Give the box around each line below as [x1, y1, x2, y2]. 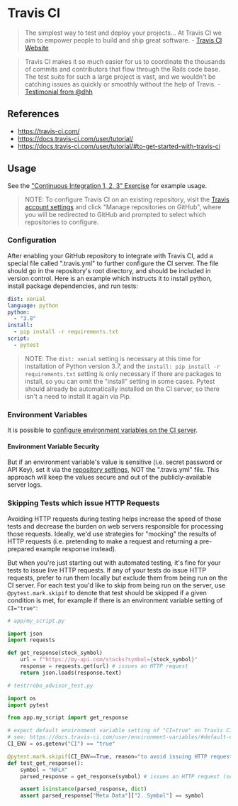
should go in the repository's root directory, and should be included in [7, 266, 211, 275]
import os [7, 695, 37, 702]
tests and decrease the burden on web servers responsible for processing [7, 521, 224, 530]
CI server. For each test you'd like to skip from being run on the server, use [7, 580, 226, 590]
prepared [7, 544, 35, 553]
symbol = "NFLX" [20, 766, 69, 773]
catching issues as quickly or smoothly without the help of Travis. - [24, 79, 221, 88]
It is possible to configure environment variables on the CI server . [7, 426, 198, 434]
